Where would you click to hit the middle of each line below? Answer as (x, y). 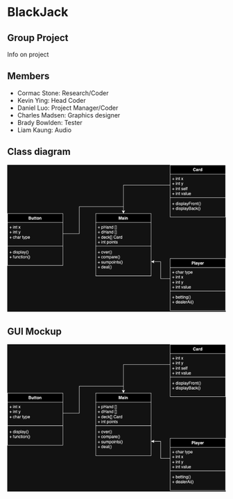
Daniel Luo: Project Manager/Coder (68, 108)
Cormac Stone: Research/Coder (63, 93)
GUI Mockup (35, 331)
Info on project (28, 54)
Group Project (38, 38)
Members (28, 76)
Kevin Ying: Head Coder (52, 100)
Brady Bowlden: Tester (50, 122)
